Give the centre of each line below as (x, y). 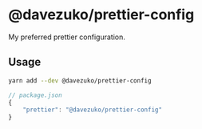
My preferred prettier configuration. (67, 37)
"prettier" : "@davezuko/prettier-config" (92, 110)
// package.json (35, 95)
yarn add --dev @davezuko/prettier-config (80, 81)
